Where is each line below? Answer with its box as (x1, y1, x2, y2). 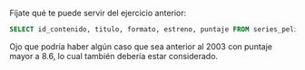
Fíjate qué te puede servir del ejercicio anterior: (9, 8, 187, 18)
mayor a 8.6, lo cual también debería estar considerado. (9, 50, 219, 61)
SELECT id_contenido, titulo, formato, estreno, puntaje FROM (9, 25, 250, 34)
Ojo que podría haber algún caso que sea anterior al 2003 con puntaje (9, 40, 272, 52)
